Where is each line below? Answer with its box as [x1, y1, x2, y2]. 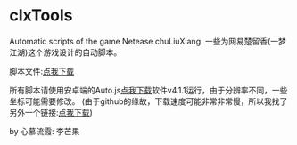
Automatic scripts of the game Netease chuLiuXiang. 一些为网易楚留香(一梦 [9, 36, 287, 46]
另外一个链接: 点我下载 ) [9, 107, 94, 117]
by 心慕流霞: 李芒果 [9, 125, 80, 136]
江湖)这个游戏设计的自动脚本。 [9, 46, 122, 58]
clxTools [9, 5, 73, 26]
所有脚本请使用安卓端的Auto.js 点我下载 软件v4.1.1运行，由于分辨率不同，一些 [9, 85, 288, 95]
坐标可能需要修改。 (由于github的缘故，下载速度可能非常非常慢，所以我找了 [9, 95, 288, 107]
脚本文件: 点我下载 [9, 66, 75, 77]
